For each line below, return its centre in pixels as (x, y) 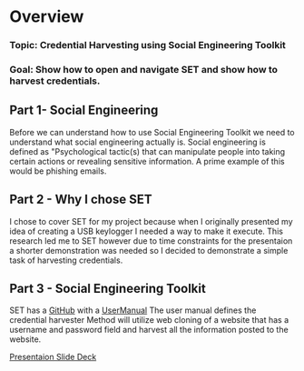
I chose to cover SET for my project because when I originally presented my (151, 221)
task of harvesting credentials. (66, 260)
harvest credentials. (55, 81)
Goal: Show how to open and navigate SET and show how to (144, 70)
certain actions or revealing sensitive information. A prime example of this (147, 161)
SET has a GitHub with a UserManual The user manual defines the (133, 310)
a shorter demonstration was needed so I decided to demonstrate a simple (149, 250)
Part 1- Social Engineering (84, 110)
